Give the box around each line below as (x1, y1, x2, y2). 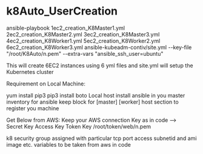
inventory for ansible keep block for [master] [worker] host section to (6, 98, 179, 105)
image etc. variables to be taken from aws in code (6, 141, 131, 148)
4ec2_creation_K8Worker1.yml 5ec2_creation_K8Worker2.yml (6, 37, 161, 44)
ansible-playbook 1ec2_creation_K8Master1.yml (6, 24, 125, 32)
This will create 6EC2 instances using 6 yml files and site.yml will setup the (6, 62, 193, 69)
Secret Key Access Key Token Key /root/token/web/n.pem (6, 122, 151, 130)
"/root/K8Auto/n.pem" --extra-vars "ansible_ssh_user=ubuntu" (6, 50, 164, 57)
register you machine (6, 104, 59, 112)
